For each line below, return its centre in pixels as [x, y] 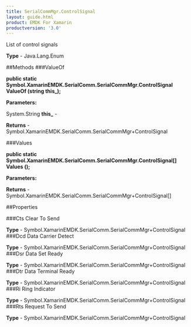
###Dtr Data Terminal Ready [40, 271]
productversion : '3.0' [34, 28]
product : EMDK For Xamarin [39, 22]
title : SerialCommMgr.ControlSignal [51, 11]
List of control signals [32, 45]
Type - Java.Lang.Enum [35, 56]
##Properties [22, 207]
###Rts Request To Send [36, 306]
